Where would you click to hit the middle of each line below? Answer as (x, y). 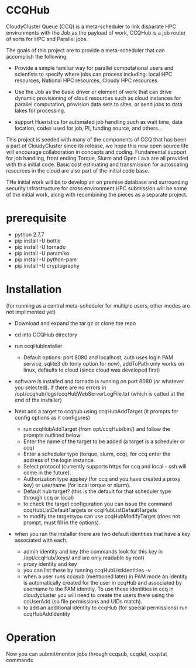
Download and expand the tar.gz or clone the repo (75, 323)
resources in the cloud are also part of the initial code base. (78, 170)
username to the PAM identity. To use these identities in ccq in (98, 589)
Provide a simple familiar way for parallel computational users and (94, 68)
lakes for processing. (40, 110)
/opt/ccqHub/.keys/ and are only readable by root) (84, 558)
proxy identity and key (50, 564)
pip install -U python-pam (46, 259)
